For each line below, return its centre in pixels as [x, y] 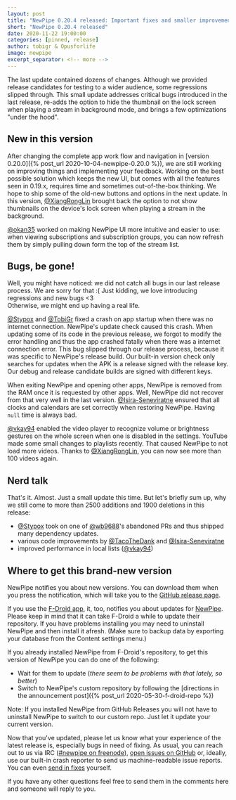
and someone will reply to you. [52, 789]
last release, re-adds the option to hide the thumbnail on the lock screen [112, 102]
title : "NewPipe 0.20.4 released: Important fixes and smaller [102, 20]
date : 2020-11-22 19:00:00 [47, 33]
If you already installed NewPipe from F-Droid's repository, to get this [108, 652]
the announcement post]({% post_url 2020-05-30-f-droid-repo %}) [116, 696]
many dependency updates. [58, 534]
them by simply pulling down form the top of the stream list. [94, 244]
